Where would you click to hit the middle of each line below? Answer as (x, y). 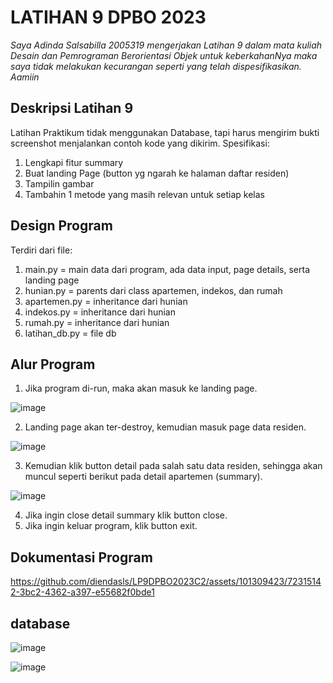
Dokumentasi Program (81, 557)
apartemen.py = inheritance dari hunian (106, 301)
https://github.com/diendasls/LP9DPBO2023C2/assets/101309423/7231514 (166, 582)
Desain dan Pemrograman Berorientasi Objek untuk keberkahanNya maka (164, 55)
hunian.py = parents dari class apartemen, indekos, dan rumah (153, 290)
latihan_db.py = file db (70, 333)
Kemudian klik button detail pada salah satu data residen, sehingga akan (173, 466)
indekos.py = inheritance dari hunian (100, 312)
